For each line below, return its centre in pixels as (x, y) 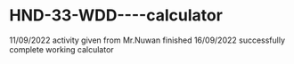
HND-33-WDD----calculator (116, 16)
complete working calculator (61, 49)
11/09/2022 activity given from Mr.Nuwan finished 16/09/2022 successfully (147, 40)
